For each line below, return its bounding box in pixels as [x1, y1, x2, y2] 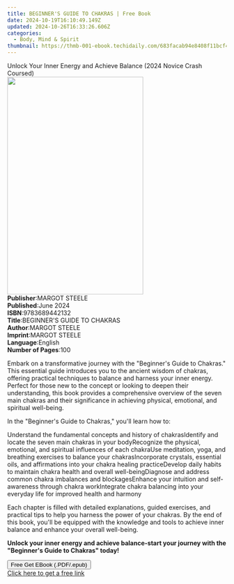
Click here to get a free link [7, 569, 85, 577]
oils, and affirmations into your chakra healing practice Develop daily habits [7, 460, 221, 468]
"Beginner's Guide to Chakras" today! [7, 546, 120, 554]
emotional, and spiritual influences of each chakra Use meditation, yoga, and [7, 445, 226, 453]
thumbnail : [7, 42, 39, 49]
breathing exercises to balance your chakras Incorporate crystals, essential [7, 453, 221, 461]
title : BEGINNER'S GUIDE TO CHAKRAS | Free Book [7, 10, 151, 17]
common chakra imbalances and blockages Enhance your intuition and [7, 475, 209, 483]
